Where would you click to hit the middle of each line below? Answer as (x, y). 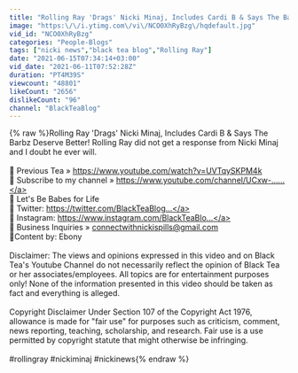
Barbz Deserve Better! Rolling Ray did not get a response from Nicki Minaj (144, 143)
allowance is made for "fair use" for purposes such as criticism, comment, (145, 322)
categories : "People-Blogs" (61, 42)
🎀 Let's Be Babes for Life (55, 199)
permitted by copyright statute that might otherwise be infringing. (129, 340)
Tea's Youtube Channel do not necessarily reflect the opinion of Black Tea (145, 265)
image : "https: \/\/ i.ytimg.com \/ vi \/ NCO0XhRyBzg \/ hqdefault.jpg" (132, 26)
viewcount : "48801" (45, 83)
